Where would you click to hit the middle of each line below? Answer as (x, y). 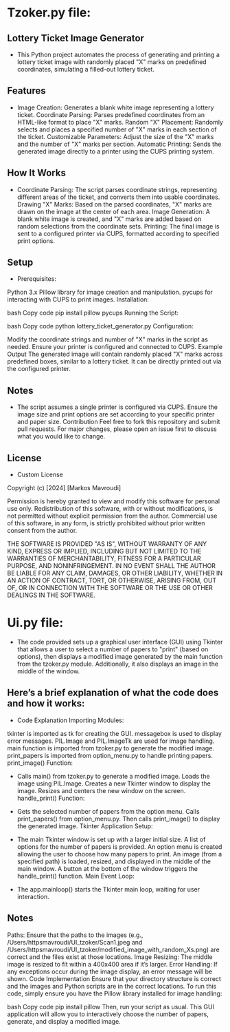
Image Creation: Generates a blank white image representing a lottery (115, 107)
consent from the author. (42, 531)
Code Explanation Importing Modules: (70, 720)
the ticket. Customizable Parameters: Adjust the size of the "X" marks (115, 136)
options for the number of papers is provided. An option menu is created (119, 846)
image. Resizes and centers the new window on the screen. (101, 790)
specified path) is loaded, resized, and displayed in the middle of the (114, 861)
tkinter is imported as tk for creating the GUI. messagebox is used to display (114, 733)
